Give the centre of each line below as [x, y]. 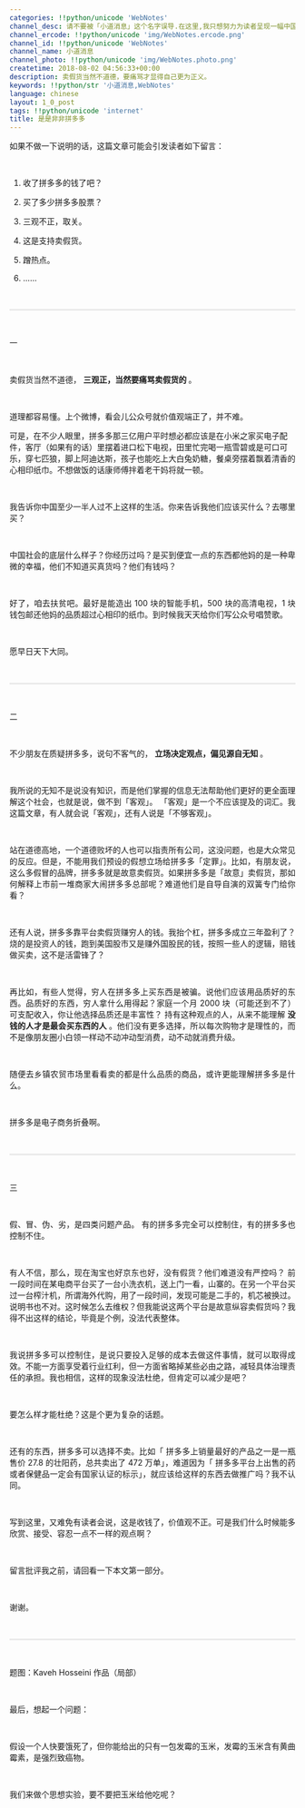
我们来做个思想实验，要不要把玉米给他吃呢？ [93, 1794]
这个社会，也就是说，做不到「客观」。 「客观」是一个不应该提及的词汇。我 [157, 802]
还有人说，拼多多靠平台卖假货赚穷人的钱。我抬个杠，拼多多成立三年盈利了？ [152, 932]
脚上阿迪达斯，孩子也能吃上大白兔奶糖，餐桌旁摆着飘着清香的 [180, 458]
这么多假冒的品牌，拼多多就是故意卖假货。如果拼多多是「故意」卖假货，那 [148, 873]
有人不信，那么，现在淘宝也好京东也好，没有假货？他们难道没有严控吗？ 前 [152, 1272]
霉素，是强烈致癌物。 [49, 1758]
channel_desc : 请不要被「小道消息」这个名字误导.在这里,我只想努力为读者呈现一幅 [147, 26]
